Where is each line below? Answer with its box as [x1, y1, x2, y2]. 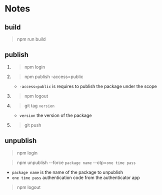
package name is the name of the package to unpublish [11, 169, 123, 175]
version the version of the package [19, 112, 92, 118]
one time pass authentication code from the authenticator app [11, 174, 140, 180]
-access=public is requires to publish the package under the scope [19, 83, 157, 89]
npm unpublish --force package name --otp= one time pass [16, 159, 136, 165]
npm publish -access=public [24, 73, 83, 79]
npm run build [16, 36, 46, 42]
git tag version [24, 102, 55, 108]
